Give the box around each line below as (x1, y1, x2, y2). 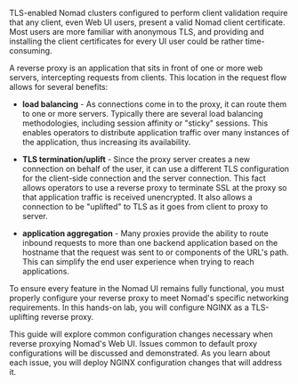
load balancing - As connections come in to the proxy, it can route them (21, 99, 287, 110)
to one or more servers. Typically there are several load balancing (21, 109, 264, 118)
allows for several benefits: (9, 82, 109, 92)
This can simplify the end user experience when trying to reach (21, 257, 255, 266)
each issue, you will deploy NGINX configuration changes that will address (9, 357, 283, 368)
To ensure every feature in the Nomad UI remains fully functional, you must (9, 283, 285, 293)
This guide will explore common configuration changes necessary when (9, 329, 274, 339)
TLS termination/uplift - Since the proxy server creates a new (21, 154, 251, 164)
